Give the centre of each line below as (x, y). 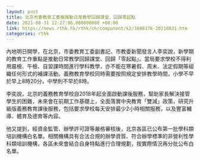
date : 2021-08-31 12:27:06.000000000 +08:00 (62, 23)
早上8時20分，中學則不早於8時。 (51, 81)
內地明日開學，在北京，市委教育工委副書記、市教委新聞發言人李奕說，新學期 (100, 52)
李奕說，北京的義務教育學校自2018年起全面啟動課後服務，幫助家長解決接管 (98, 94)
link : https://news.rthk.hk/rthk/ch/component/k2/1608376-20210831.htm (97, 28)
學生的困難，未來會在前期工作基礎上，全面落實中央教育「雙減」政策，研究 (97, 101)
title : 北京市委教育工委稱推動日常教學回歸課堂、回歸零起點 (71, 17)
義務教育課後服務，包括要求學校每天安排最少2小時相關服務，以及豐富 (101, 109)
